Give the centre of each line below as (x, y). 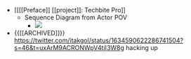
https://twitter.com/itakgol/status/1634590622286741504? (99, 40)
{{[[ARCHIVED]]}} (39, 33)
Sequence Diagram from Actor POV (76, 17)
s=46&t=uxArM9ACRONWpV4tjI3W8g (69, 48)
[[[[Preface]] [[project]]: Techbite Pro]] (70, 10)
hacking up (142, 48)
